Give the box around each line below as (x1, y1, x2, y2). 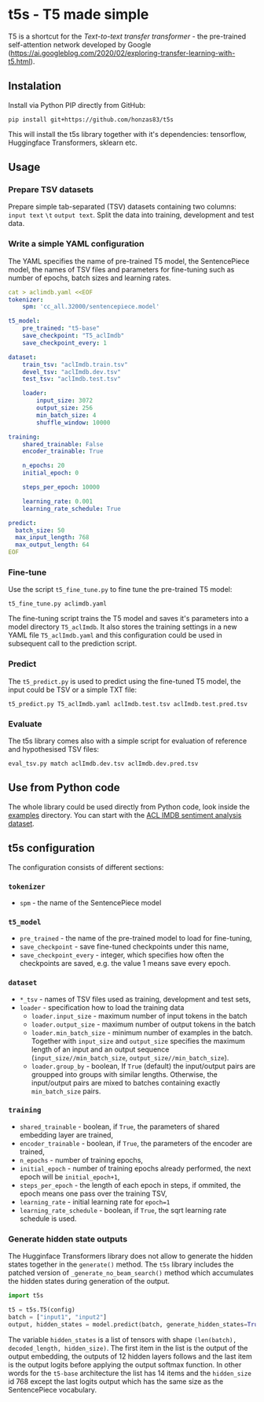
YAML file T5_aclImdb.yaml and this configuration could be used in (8, 631, 222, 640)
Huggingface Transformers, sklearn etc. (8, 138, 137, 147)
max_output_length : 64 (15, 541, 90, 549)
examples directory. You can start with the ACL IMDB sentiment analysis (8, 810, 242, 819)
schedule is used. (19, 1214, 77, 1223)
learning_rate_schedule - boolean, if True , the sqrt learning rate (19, 1205, 227, 1215)
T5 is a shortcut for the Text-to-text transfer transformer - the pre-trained (8, 31, 247, 41)
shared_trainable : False (22, 440, 104, 448)
